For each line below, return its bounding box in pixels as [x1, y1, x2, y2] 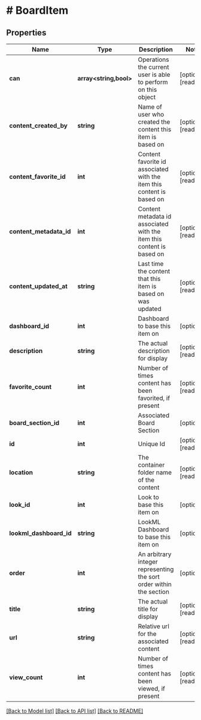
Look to [138, 493, 160, 501]
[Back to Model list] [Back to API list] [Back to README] [6, 707, 144, 715]
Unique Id [138, 440, 166, 448]
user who [138, 110, 165, 118]
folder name [138, 468, 172, 476]
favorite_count [9, 383, 52, 391]
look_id [9, 501, 31, 509]
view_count [9, 673, 43, 682]
